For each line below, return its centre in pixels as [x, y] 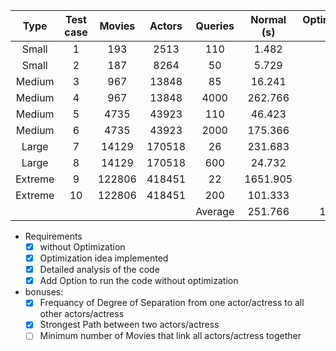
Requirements [53, 236]
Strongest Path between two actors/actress [129, 325]
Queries [215, 26]
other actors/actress [82, 314]
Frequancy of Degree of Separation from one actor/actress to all [172, 303]
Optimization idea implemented [104, 258]
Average [215, 211]
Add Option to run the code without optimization [139, 281]
